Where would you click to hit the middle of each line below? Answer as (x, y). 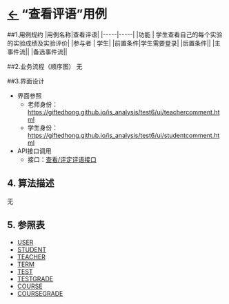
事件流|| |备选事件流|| (37, 52)
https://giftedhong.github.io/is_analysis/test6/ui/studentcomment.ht (123, 135)
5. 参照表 (26, 225)
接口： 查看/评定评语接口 (62, 159)
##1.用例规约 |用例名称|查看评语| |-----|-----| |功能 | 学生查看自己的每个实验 (115, 34)
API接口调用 (34, 151)
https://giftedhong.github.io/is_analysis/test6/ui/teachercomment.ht (123, 112)
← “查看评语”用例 (57, 14)
